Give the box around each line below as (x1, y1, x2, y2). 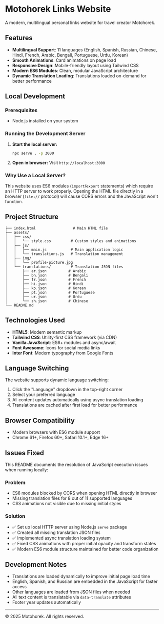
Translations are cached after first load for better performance (12, 402, 138, 408)
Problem (5, 479, 26, 485)
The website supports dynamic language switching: (5, 377, 109, 383)
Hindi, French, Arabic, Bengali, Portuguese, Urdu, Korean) (12, 52, 128, 58)
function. (5, 198, 23, 204)
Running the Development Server (5, 130, 86, 137)
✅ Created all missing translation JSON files (12, 530, 101, 535)
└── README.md (5, 302, 34, 308)
